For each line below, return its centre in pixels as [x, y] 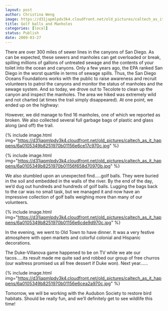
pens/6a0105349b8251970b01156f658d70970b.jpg [58, 166]
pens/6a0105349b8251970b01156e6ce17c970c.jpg [57, 145]
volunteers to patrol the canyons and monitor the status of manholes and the [84, 83]
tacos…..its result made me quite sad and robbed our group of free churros [82, 257]
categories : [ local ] [27, 28]
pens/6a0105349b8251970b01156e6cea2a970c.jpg [58, 283]
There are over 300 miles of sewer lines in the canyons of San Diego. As [79, 52]
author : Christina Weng [30, 14]
